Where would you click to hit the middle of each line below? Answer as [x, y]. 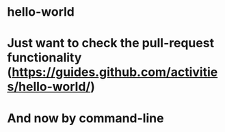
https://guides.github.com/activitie [115, 72]
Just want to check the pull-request [110, 43]
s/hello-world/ [49, 87]
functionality [44, 58]
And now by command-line [85, 118]
